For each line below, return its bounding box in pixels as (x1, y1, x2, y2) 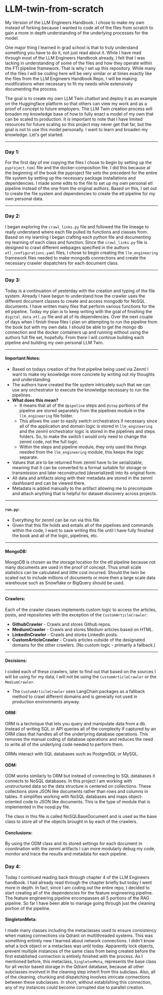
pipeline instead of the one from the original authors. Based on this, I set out (5, 185, 157, 191)
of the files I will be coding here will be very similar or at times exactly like (5, 70, 152, 76)
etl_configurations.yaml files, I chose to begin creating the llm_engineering (5, 250, 158, 256)
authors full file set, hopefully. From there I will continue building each (5, 334, 145, 340)
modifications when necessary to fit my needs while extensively (5, 80, 133, 86)
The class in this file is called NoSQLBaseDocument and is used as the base (5, 814, 157, 819)
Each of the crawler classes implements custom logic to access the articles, (5, 606, 157, 613)
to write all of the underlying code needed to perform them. (5, 741, 124, 747)
